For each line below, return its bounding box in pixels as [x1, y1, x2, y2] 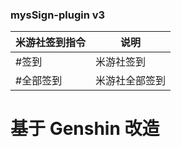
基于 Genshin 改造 [10, 118, 160, 140]
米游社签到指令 [15, 36, 87, 50]
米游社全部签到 [95, 74, 167, 88]
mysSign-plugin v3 [10, 8, 106, 22]
